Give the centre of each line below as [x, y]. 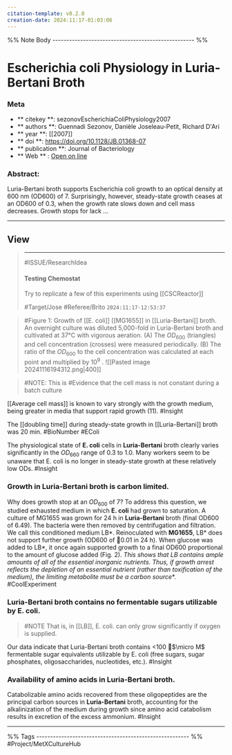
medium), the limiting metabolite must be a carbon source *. [91, 577]
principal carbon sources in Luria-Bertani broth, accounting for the [103, 702]
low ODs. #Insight [32, 469]
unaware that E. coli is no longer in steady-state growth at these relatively [112, 461]
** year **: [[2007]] [45, 134]
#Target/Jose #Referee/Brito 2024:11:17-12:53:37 [95, 307]
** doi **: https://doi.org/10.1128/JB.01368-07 [81, 141]
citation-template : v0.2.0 [46, 14]
